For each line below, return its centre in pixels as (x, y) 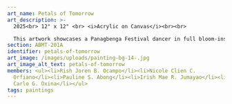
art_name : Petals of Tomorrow (51, 13)
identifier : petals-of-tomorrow (54, 52)
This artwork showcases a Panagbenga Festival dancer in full (105, 39)
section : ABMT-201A (35, 45)
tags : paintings (30, 90)
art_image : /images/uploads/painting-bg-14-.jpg (78, 58)
